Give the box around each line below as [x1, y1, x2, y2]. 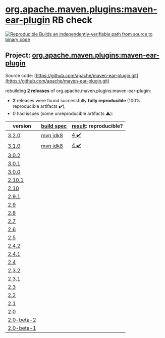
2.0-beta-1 [8, 324, 36, 331]
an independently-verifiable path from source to [52, 31, 153, 37]
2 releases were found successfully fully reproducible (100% [12, 97, 141, 103]
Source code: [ [5, 72, 36, 78]
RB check [52, 14, 92, 26]
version [12, 122, 31, 130]
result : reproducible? [71, 122, 123, 130]
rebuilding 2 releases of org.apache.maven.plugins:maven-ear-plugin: [5, 88, 151, 94]
